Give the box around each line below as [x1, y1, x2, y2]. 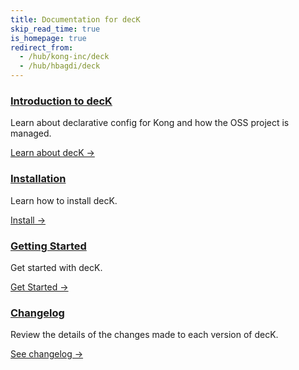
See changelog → [10, 348, 84, 360]
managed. [10, 127, 52, 140]
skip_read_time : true [10, 24, 101, 34]
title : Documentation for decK [10, 14, 141, 25]
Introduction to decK [10, 94, 113, 108]
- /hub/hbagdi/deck [19, 61, 101, 71]
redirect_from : [10, 42, 74, 53]
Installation [10, 172, 67, 186]
